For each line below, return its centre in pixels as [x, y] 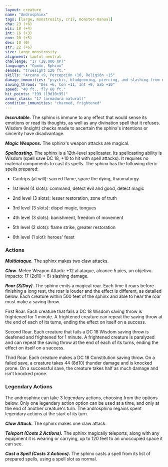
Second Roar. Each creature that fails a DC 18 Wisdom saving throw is [77, 332]
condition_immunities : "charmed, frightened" [53, 103]
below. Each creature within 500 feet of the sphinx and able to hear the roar [83, 296]
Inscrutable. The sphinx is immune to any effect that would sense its [76, 118]
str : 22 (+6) [19, 47]
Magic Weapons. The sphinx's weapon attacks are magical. [67, 143]
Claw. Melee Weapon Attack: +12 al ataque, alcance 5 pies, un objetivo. [79, 271]
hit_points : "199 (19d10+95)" [37, 94]
